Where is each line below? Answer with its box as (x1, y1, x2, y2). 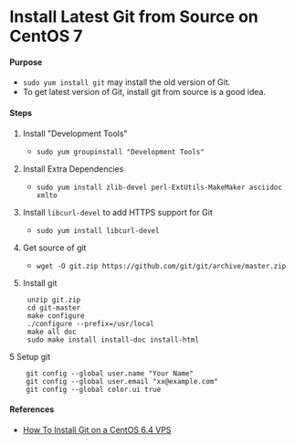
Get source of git (22, 242, 87, 253)
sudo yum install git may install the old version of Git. (22, 77, 231, 88)
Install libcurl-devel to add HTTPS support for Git (22, 206, 213, 217)
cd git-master (26, 303, 81, 312)
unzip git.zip (26, 295, 81, 304)
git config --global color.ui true (26, 385, 162, 394)
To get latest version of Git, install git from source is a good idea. (22, 87, 267, 98)
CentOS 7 (9, 26, 83, 47)
